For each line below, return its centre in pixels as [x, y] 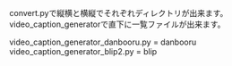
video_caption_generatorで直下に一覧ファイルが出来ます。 [117, 24]
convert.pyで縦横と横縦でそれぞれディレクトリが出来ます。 [119, 13]
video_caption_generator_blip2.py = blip [83, 51]
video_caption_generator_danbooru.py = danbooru [103, 42]
